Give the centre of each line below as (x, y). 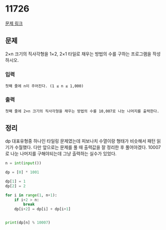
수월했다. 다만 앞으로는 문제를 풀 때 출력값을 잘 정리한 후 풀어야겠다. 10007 (88, 147)
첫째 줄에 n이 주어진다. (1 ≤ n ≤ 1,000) (45, 86)
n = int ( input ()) (23, 163)
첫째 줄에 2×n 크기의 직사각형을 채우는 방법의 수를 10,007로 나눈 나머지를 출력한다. (82, 111)
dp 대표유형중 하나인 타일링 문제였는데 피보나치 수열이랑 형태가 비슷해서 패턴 (80, 141)
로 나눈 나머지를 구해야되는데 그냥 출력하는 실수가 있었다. (61, 154)
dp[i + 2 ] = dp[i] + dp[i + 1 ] (43, 209)
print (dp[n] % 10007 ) (28, 223)
